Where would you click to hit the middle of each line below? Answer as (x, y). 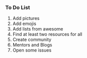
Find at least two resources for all (47, 34)
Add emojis (24, 23)
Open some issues (32, 50)
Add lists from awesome (38, 29)
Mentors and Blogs (32, 45)
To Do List (18, 7)
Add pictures (26, 18)
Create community (32, 39)
